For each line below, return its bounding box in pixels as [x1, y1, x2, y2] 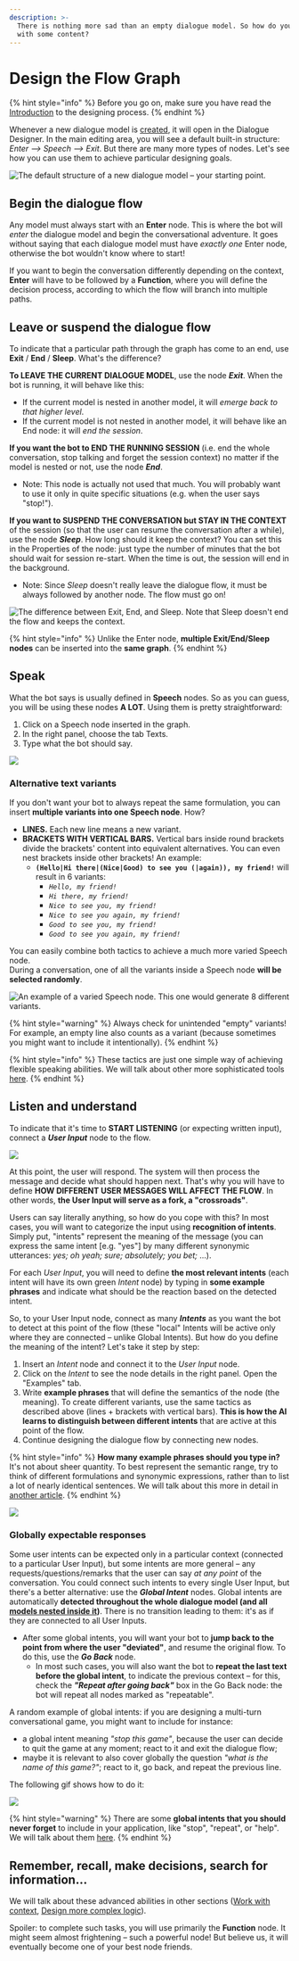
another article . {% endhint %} [9, 1489, 122, 1500]
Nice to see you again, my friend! [48, 911, 181, 920]
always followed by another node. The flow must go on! [21, 589, 227, 600]
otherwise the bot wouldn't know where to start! [9, 248, 185, 259]
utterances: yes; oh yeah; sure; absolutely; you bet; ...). [9, 1250, 212, 1261]
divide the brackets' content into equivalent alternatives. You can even [21, 843, 280, 854]
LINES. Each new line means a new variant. [21, 824, 182, 835]
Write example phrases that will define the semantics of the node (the [21, 1386, 280, 1397]
